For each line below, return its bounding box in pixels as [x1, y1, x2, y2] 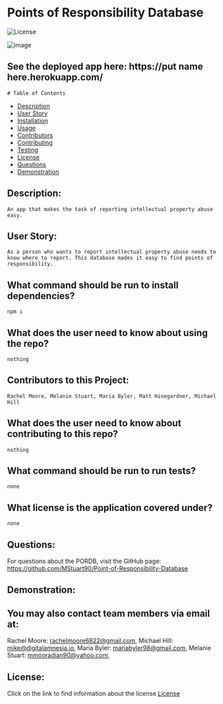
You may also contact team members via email [7, 607, 211, 619]
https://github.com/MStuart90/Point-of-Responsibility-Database [7, 564, 189, 573]
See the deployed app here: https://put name [7, 60, 204, 73]
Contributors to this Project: [7, 375, 129, 386]
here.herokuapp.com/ [7, 71, 104, 83]
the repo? [7, 338, 49, 349]
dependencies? [7, 290, 75, 302]
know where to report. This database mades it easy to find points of [7, 254, 213, 262]
